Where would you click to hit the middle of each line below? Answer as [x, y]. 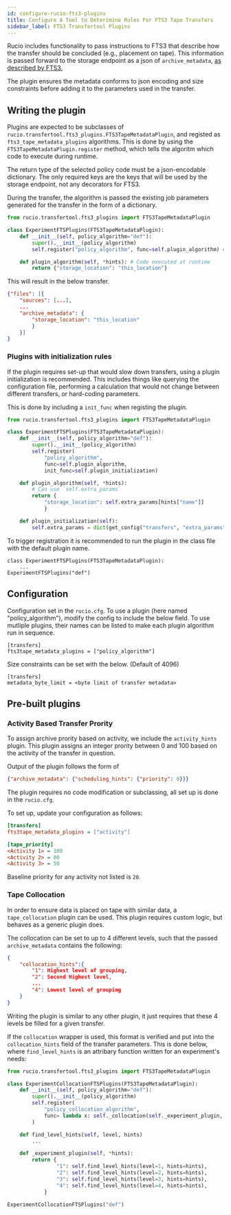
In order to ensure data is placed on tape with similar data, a [92, 910]
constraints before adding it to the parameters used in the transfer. [101, 89]
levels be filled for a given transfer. [56, 1023]
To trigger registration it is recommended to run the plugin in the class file [111, 541]
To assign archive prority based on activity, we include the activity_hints [112, 738]
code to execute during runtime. [53, 157]
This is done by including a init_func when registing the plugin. [97, 407]
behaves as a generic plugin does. [56, 925]
